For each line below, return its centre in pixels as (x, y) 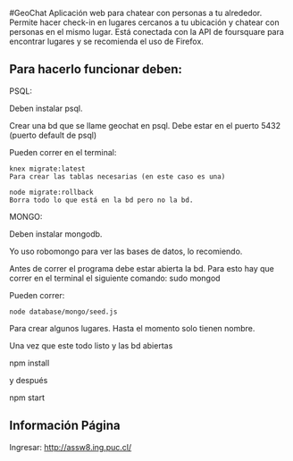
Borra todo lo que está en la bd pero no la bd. (101, 200)
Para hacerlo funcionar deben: (96, 69)
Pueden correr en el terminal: (63, 152)
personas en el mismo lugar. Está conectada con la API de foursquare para (146, 32)
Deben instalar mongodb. (56, 234)
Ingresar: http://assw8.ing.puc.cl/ (71, 447)
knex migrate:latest (48, 169)
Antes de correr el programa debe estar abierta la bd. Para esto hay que (142, 268)
